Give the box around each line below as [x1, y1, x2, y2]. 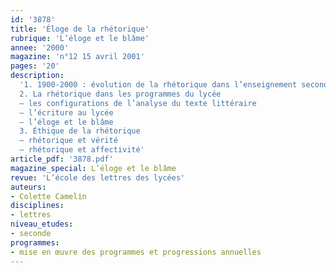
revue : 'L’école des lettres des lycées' [10, 172, 186, 183]
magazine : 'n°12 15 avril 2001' [10, 52, 145, 62]
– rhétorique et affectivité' [19, 145, 145, 155]
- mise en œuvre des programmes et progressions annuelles [10, 247, 262, 257]
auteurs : [10, 182, 47, 192]
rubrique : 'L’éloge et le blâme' [10, 33, 150, 43]
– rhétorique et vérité [19, 136, 118, 146]
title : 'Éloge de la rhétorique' [10, 24, 150, 34]
